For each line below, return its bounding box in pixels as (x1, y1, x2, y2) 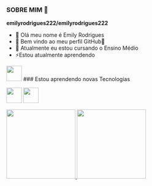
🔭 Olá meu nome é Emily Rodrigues (15, 31, 104, 39)
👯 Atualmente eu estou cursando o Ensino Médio (15, 44, 139, 52)
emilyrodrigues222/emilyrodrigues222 (6, 20, 108, 27)
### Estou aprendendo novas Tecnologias (23, 76, 131, 83)
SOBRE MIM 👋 (6, 6, 48, 14)
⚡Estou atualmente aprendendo (15, 52, 95, 59)
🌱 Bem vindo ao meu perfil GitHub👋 (15, 38, 105, 45)
